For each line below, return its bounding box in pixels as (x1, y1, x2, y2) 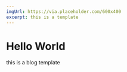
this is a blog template (6, 59, 61, 66)
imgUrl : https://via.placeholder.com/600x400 (6, 8, 121, 15)
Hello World (6, 40, 66, 53)
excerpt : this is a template (6, 14, 79, 20)
